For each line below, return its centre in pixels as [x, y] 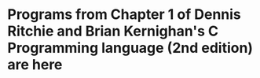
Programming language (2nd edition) [130, 48]
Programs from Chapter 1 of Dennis [124, 15]
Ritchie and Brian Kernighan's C [113, 31]
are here [35, 65]
